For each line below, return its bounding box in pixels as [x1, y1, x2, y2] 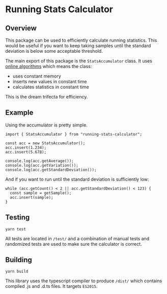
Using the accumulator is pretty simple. [5, 122, 88, 128]
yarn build [5, 269, 29, 274]
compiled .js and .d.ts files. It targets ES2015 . [5, 283, 98, 289]
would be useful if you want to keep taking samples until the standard [5, 43, 151, 49]
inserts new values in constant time [12, 79, 88, 84]
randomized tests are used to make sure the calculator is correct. [5, 241, 142, 247]
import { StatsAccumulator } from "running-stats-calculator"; [5, 132, 143, 137]
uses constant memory [12, 73, 61, 79]
